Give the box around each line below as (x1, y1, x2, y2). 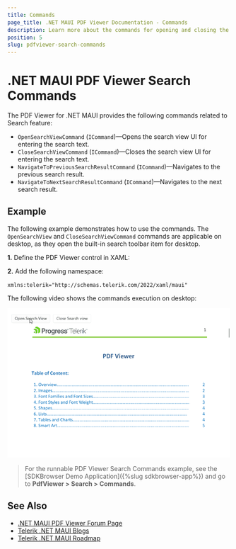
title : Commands (7, 11, 55, 18)
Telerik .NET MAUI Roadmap (17, 533, 101, 542)
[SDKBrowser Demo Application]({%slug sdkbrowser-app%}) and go (24, 472, 226, 480)
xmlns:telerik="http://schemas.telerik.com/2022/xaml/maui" (7, 281, 189, 288)
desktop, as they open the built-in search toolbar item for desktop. (7, 239, 201, 248)
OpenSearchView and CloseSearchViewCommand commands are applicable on (7, 232, 222, 240)
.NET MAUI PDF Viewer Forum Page (17, 519, 123, 527)
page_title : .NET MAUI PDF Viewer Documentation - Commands (7, 18, 189, 26)
